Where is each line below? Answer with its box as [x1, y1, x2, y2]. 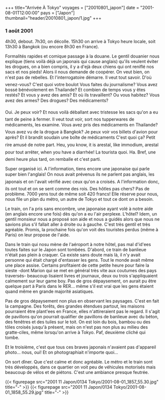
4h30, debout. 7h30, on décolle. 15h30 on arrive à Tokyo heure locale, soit [5, 38, 156, 44]
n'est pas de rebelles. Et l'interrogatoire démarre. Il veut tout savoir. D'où [5, 74, 152, 81]
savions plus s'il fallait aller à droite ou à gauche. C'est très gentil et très [5, 221, 151, 227]
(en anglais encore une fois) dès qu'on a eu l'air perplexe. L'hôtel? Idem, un [5, 211, 157, 217]
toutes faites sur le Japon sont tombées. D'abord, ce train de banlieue [5, 246, 146, 253]
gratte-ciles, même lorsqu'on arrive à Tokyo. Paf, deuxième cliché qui [5, 330, 146, 336]
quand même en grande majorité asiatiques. [5, 288, 94, 295]
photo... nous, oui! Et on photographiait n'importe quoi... [5, 349, 118, 355]
